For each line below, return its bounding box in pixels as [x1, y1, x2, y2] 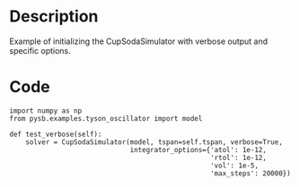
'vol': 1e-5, [209, 161, 259, 170]
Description [9, 6, 99, 27]
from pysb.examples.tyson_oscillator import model [9, 114, 203, 123]
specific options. [9, 45, 72, 55]
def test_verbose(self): [9, 130, 102, 139]
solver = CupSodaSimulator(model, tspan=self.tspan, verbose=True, [25, 137, 283, 147]
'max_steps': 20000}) [209, 168, 292, 178]
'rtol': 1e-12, [209, 153, 268, 162]
